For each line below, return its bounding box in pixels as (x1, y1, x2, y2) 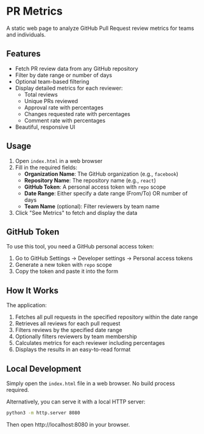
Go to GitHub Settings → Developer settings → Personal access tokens (15, 255, 193, 262)
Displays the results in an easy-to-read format (15, 346, 131, 353)
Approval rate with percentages (24, 104, 104, 111)
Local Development (6, 363, 82, 374)
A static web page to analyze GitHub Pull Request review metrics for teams (6, 24, 194, 32)
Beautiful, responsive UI (15, 123, 76, 131)
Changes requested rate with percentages (24, 110, 131, 117)
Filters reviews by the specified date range (15, 327, 123, 334)
